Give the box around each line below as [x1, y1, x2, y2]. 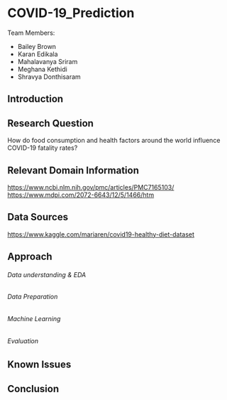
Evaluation [7, 336, 39, 345]
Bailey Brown [17, 42, 57, 50]
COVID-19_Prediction [7, 5, 135, 21]
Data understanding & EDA [7, 270, 87, 279]
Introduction [7, 93, 64, 105]
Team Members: [7, 28, 55, 37]
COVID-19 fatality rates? [7, 144, 78, 152]
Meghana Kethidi [17, 65, 67, 73]
